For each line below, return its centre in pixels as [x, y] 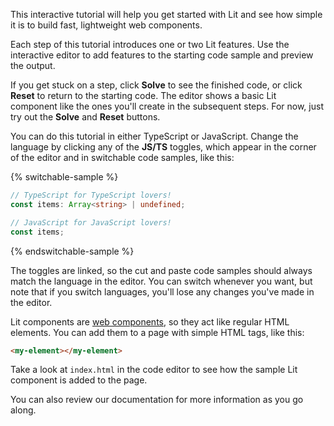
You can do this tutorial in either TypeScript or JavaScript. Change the [154, 136]
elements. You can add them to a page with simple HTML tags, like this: [157, 332]
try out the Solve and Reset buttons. [85, 117]
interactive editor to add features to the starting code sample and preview [162, 55]
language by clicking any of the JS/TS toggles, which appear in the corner [163, 147]
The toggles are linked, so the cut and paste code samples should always [161, 270]
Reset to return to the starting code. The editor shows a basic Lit [143, 95]
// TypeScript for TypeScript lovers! [91, 195]
